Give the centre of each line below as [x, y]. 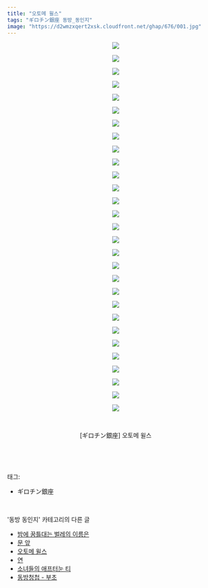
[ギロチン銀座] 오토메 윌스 [116, 435]
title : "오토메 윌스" [34, 13]
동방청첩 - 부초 [37, 578]
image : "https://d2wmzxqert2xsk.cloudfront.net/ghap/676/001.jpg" [104, 26]
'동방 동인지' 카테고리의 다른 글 [49, 520]
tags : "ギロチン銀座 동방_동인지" [50, 20]
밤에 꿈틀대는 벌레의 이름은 [53, 534]
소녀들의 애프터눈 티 [44, 569]
